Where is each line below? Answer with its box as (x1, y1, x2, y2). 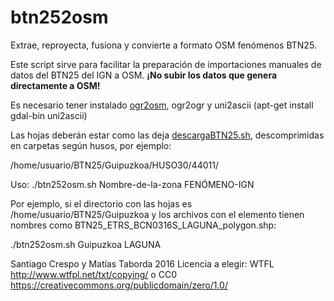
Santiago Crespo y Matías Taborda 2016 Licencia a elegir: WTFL (10, 257, 275, 270)
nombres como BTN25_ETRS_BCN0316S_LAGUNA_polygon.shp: (10, 219, 277, 231)
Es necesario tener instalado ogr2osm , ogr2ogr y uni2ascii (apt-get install (10, 99, 314, 111)
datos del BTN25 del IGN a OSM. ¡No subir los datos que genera (10, 69, 278, 81)
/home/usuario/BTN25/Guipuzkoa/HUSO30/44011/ (10, 159, 219, 171)
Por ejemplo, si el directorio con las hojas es (10, 197, 193, 210)
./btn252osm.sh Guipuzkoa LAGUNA (10, 238, 162, 250)
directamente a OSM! (10, 79, 101, 91)
